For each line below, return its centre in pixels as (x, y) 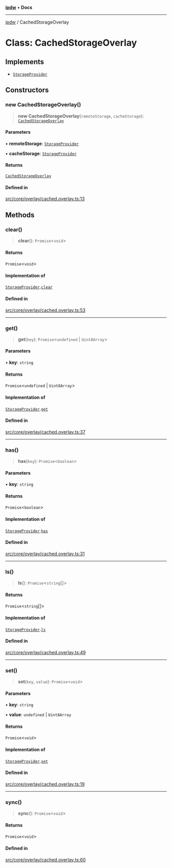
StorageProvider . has (27, 531)
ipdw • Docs (19, 7)
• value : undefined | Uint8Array (38, 715)
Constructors (27, 90)
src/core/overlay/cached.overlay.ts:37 (45, 432)
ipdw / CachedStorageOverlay (37, 22)
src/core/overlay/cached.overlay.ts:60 (46, 860)
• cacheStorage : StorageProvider (41, 153)
